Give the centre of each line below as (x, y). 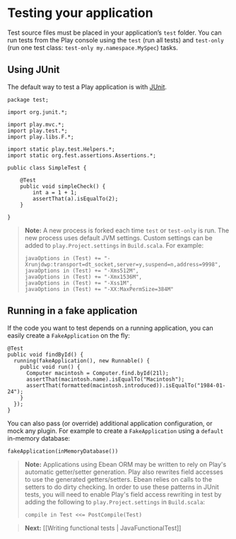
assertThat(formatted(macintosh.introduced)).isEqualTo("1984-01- (126, 385)
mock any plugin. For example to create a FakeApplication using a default (116, 431)
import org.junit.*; (38, 112)
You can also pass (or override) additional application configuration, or (110, 423)
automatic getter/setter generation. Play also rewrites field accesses (124, 472)
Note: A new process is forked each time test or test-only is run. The (127, 230)
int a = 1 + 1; (55, 192)
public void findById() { (45, 355)
